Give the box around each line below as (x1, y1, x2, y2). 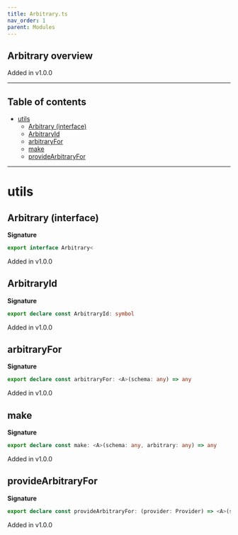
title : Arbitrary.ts (7, 10, 69, 18)
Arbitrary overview (7, 50, 93, 62)
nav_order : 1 (7, 17, 46, 24)
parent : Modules (7, 23, 55, 30)
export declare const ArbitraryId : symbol (7, 310, 135, 317)
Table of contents (7, 96, 86, 108)
